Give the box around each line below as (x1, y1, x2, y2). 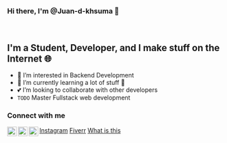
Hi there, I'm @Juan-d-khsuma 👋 (7, 6, 120, 16)
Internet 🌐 (7, 53, 52, 64)
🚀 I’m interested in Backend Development (17, 71, 134, 79)
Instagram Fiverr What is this (39, 126, 121, 135)
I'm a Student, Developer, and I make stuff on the (7, 41, 220, 54)
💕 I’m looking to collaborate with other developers (17, 86, 158, 94)
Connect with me (7, 111, 65, 120)
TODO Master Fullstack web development (17, 93, 131, 102)
